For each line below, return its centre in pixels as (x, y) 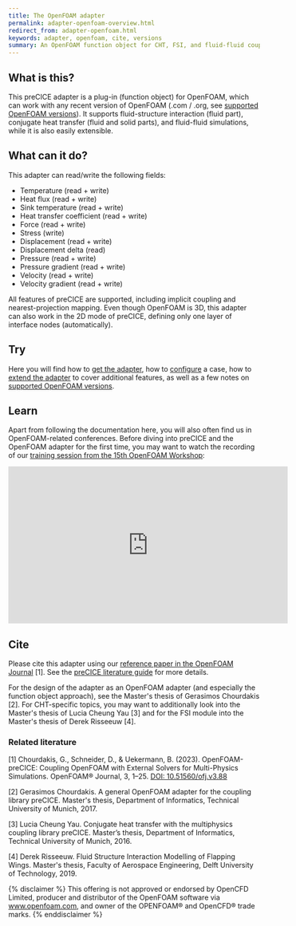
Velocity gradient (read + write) (71, 283)
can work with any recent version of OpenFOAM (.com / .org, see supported (134, 105)
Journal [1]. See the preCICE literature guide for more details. (109, 672)
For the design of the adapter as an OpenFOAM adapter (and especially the (132, 688)
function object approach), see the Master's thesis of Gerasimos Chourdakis (134, 696)
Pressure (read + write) (58, 258)
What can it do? (48, 156)
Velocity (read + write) (57, 275)
